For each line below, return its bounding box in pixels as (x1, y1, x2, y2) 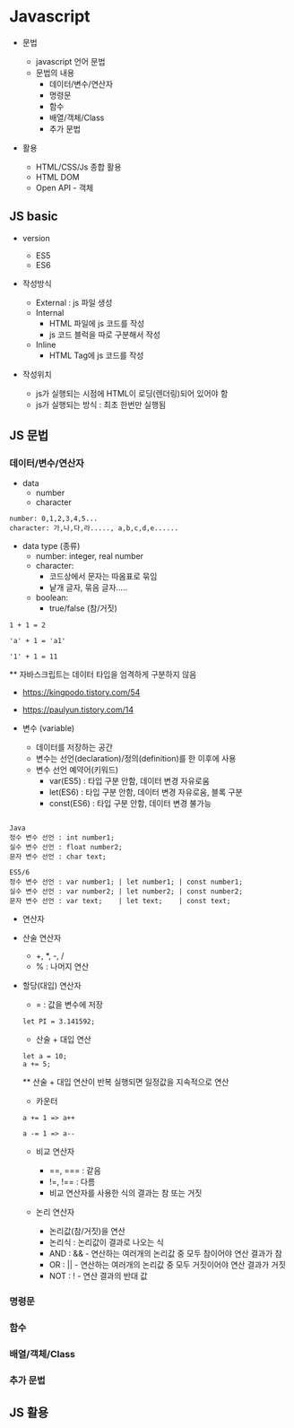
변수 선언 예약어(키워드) (35, 764, 119, 775)
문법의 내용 (35, 67, 74, 78)
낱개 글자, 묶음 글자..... (48, 582, 128, 593)
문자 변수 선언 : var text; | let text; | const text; (9, 897, 231, 906)
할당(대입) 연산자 (22, 980, 82, 991)
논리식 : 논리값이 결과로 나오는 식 (48, 1237, 164, 1248)
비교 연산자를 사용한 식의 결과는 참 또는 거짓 (48, 1188, 203, 1198)
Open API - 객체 (35, 182, 94, 193)
